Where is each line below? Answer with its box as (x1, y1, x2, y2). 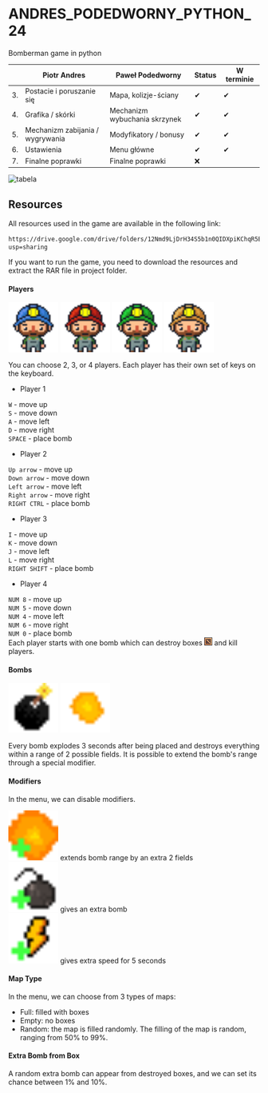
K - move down (8, 538, 58, 548)
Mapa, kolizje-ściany (109, 90, 179, 100)
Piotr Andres (42, 70, 86, 80)
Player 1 (19, 385, 46, 394)
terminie (225, 74, 254, 84)
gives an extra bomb (59, 904, 128, 914)
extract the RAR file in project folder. (8, 265, 128, 275)
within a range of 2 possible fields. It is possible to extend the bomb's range (8, 749, 258, 760)
